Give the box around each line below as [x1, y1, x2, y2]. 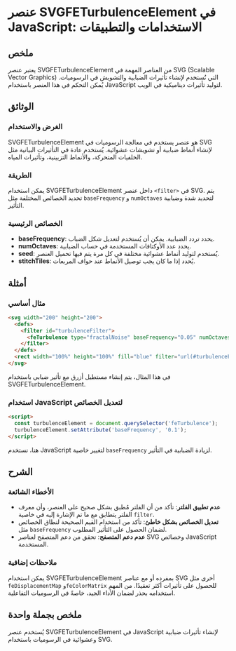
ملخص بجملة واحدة [8, 609, 83, 621]
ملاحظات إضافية [8, 558, 57, 568]
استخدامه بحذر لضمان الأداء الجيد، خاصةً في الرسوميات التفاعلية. [8, 589, 176, 597]
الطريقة [8, 170, 32, 180]
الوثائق [8, 101, 34, 113]
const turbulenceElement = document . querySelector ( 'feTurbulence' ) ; [14, 420, 218, 427]
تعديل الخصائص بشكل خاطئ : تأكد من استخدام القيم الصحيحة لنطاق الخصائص [18, 518, 219, 526]
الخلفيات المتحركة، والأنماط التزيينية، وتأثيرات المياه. [8, 152, 143, 161]
